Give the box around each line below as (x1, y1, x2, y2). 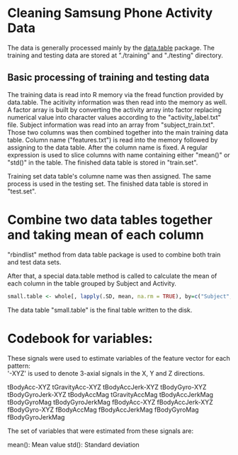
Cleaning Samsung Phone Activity (7, 5, 213, 21)
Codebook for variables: (7, 330, 153, 347)
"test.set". (7, 186, 37, 196)
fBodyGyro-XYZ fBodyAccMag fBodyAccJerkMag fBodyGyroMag (7, 405, 200, 414)
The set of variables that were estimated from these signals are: (7, 427, 193, 435)
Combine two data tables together (7, 211, 212, 227)
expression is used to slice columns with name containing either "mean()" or (7, 150, 230, 159)
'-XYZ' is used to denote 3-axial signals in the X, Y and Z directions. (7, 369, 205, 377)
